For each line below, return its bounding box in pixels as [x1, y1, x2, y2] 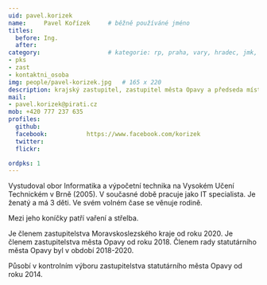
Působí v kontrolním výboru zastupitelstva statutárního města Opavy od [8, 261, 242, 271]
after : [15, 41, 37, 49]
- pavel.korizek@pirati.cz [8, 100, 98, 108]
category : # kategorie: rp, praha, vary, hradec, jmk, [8, 49, 258, 57]
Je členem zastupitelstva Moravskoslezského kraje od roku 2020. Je [8, 228, 233, 239]
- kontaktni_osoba [8, 71, 69, 79]
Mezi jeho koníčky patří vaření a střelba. [8, 213, 139, 223]
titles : [8, 26, 34, 34]
